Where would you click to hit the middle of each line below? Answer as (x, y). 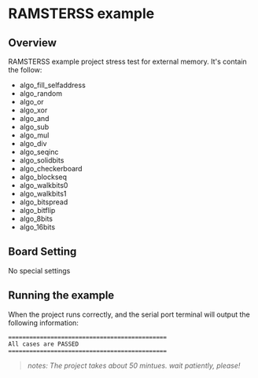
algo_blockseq (43, 177)
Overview (33, 43)
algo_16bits (37, 227)
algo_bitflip (37, 210)
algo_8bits (36, 218)
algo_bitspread (44, 202)
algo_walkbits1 (43, 194)
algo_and (34, 118)
